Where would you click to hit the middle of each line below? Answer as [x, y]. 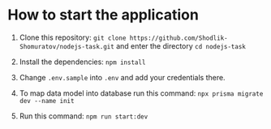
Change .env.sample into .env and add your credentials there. [122, 77]
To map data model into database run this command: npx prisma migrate [141, 93]
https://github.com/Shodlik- [179, 38]
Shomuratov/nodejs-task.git [67, 46]
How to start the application [103, 15]
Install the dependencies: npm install [82, 62]
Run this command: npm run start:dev [84, 116]
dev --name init [47, 101]
